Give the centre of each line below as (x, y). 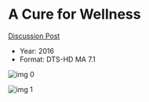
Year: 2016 (37, 51)
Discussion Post (34, 36)
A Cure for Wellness (74, 14)
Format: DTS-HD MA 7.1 (57, 59)
